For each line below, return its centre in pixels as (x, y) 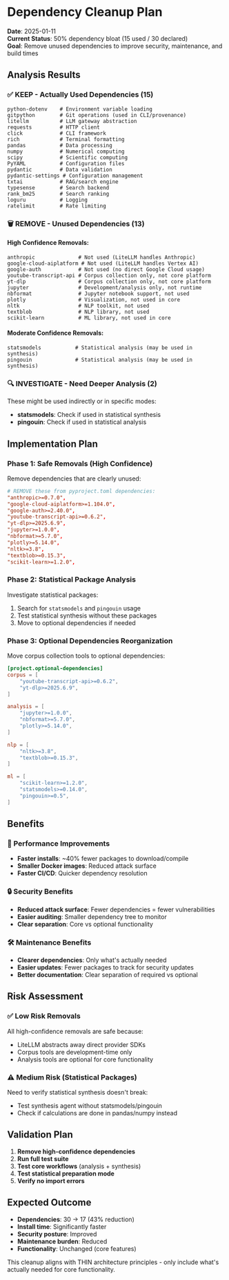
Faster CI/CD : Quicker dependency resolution (82, 873)
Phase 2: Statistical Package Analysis (72, 579)
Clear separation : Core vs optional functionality (85, 924)
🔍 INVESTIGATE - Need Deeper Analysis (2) (82, 383)
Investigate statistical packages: (53, 595)
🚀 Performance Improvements (59, 843)
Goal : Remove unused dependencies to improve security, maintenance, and (115, 46)
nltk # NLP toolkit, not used (78, 306)
